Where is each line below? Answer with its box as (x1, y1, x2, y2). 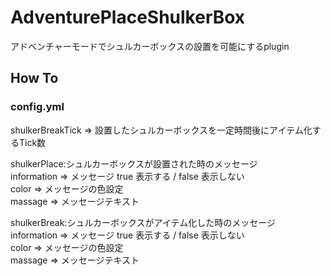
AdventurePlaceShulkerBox (10, 6, 246, 29)
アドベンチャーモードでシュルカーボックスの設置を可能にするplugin (10, 40, 290, 52)
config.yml (10, 100, 65, 114)
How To (10, 70, 59, 87)
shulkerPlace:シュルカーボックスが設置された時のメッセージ (10, 157, 258, 170)
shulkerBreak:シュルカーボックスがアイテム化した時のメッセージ (10, 216, 276, 228)
